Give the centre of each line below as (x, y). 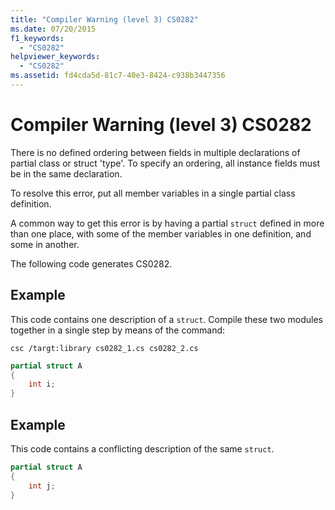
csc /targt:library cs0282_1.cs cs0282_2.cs (104, 348)
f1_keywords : (37, 38)
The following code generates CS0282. (91, 263)
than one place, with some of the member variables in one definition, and (161, 233)
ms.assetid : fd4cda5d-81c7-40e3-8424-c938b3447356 (118, 76)
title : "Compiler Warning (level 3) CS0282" (104, 19)
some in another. (45, 244)
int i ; (42, 384)
